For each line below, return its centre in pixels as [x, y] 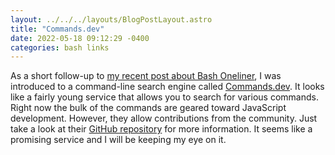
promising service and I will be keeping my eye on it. [118, 140]
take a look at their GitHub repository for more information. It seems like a [161, 129]
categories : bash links [60, 47]
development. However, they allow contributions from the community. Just [164, 118]
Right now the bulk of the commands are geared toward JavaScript [148, 108]
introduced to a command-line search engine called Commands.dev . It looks [167, 87]
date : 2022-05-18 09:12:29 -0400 [80, 38]
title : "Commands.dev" [57, 29]
